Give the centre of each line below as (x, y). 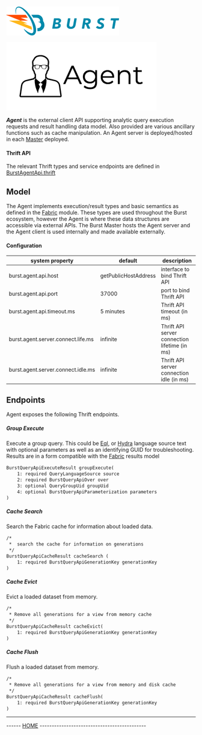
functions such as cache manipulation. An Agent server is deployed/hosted (99, 133)
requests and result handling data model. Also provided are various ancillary (101, 126)
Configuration (24, 245)
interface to (175, 269)
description (177, 260)
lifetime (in (174, 345)
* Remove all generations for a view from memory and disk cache (92, 685)
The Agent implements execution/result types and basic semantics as (93, 206)
